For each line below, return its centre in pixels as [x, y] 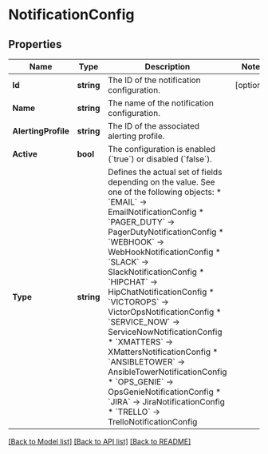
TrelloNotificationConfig [152, 422]
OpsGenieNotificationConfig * [164, 392]
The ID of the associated [154, 126]
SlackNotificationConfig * [156, 272]
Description [167, 67]
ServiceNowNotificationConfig [165, 332]
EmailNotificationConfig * [156, 212]
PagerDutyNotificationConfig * [166, 232]
